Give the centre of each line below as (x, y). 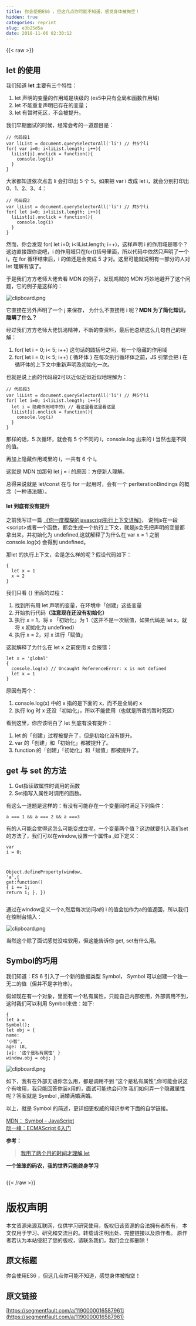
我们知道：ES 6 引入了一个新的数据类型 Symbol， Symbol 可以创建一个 (92, 976)
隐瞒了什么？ (21, 317)
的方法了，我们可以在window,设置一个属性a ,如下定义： (73, 835)
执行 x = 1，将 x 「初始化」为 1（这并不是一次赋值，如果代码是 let (94, 620)
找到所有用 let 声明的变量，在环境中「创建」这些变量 (78, 605)
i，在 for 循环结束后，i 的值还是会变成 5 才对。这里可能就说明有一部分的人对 (98, 259)
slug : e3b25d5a (25, 28)
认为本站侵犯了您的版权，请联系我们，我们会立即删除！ (83, 1240)
